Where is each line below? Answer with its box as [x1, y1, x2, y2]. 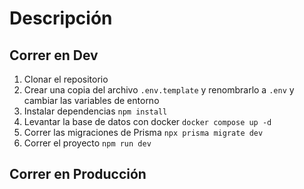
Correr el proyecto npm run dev [23, 137, 152, 149]
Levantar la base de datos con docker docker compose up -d [23, 116, 272, 127]
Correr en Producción [9, 166, 147, 183]
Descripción [9, 7, 113, 30]
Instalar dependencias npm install [23, 105, 168, 117]
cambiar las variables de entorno [23, 95, 160, 106]
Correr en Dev [9, 47, 99, 64]
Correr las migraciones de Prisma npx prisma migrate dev [23, 127, 264, 138]
